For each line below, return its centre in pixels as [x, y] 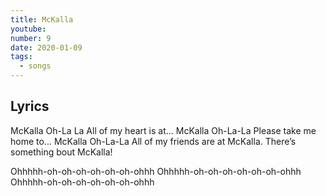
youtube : [28, 29]
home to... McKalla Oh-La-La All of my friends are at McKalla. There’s [153, 141]
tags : [21, 57]
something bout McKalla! [61, 152]
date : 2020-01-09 [46, 47]
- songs [35, 66]
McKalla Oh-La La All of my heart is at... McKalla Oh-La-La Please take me [163, 130]
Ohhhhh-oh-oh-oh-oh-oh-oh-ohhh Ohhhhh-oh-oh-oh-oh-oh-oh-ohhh [156, 171]
